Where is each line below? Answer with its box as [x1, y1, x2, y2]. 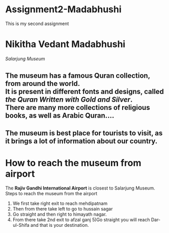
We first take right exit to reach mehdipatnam [12, 200, 108, 206]
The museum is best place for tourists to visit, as [5, 129, 163, 137]
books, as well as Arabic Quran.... [5, 111, 115, 120]
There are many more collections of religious [5, 103, 150, 112]
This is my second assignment [5, 20, 69, 27]
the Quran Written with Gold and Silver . [5, 96, 133, 104]
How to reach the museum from [5, 157, 142, 169]
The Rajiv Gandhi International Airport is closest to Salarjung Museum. [5, 185, 155, 191]
